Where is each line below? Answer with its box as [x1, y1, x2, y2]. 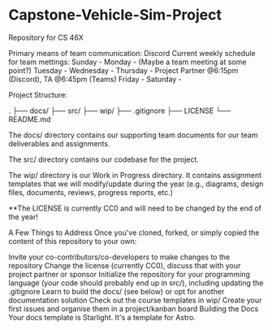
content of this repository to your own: [8, 236, 137, 245]
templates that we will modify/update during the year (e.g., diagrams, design [8, 179, 264, 189]
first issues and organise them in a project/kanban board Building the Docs [8, 303, 259, 314]
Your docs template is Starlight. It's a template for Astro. [8, 312, 196, 322]
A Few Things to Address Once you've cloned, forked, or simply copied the [8, 228, 260, 237]
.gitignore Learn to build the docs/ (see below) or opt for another [8, 286, 225, 296]
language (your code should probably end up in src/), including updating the [8, 278, 264, 288]
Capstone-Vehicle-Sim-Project [8, 6, 222, 24]
